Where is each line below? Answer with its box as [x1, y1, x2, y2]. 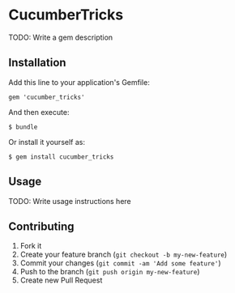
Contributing [8, 219, 75, 233]
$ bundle [8, 123, 38, 131]
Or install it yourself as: [8, 137, 85, 146]
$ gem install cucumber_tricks [8, 152, 114, 161]
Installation [8, 56, 66, 70]
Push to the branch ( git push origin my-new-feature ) [19, 267, 200, 277]
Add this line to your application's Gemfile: [8, 77, 150, 87]
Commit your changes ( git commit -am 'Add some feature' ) [19, 258, 221, 268]
